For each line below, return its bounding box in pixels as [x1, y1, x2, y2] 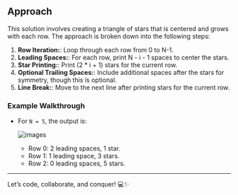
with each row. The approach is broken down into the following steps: [7, 32, 210, 40]
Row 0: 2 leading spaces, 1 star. [28, 144, 120, 153]
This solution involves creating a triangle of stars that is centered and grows [7, 24, 229, 32]
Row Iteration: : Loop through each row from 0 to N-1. [17, 45, 174, 54]
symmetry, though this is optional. [17, 76, 117, 84]
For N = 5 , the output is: [17, 117, 87, 126]
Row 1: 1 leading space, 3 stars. [28, 152, 120, 160]
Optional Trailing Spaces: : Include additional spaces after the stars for [17, 68, 225, 76]
